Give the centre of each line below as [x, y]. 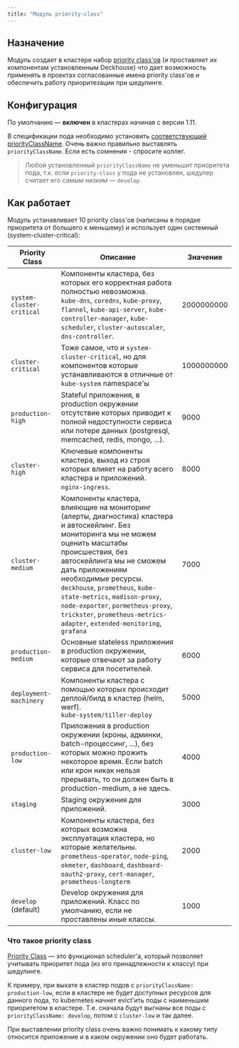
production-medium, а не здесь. [116, 788]
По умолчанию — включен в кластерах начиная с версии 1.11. [102, 123]
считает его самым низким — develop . [83, 180]
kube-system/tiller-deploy [107, 715]
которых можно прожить [104, 753]
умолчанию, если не [97, 910]
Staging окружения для [101, 800]
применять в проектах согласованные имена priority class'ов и [103, 75]
